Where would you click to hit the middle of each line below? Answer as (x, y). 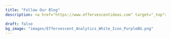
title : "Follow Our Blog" (33, 10)
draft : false (19, 24)
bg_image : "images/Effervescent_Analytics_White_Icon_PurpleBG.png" (79, 28)
